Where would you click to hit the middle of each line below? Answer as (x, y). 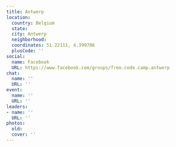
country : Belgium (33, 23)
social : (16, 56)
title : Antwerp (25, 12)
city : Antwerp (29, 34)
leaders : (17, 106)
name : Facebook (31, 62)
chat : (13, 73)
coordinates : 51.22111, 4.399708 (53, 46)
